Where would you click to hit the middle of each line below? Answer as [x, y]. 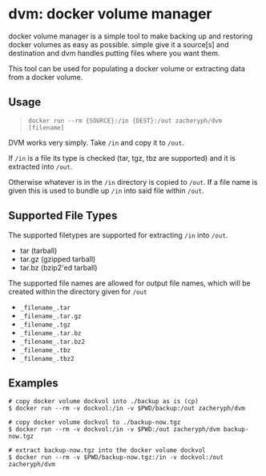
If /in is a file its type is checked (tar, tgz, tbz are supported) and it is [122, 158]
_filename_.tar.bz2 [52, 342]
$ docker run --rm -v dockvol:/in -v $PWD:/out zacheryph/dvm [114, 430]
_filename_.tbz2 [47, 358]
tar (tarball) [38, 250]
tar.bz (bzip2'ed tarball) [58, 267]
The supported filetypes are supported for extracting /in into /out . [118, 235]
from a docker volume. [46, 77]
